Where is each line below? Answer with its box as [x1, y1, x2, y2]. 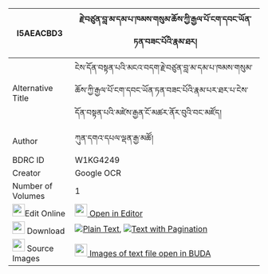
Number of [12, 181, 53, 191]
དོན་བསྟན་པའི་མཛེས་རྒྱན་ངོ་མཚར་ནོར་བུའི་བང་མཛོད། [74, 107, 222, 118]
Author [12, 135, 38, 146]
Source [26, 243, 54, 254]
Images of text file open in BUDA [89, 248, 211, 259]
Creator [12, 168, 41, 178]
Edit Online [25, 208, 66, 219]
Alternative [12, 82, 53, 93]
